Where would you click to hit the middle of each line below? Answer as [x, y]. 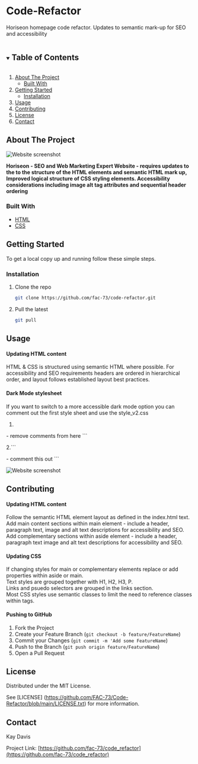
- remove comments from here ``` [47, 435]
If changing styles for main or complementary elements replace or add [92, 569]
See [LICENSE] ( [26, 697]
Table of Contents [45, 58]
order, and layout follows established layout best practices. [78, 380]
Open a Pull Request [40, 653]
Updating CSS [24, 556]
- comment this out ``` [33, 459]
